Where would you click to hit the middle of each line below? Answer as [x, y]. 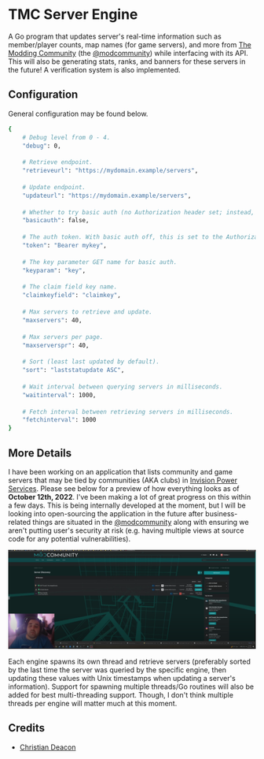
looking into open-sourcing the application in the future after [106, 513]
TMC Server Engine [73, 15]
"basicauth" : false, [56, 221]
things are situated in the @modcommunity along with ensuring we [141, 522]
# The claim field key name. [70, 287]
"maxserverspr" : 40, [56, 345]
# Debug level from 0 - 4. [66, 137]
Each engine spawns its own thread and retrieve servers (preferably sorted [130, 661]
